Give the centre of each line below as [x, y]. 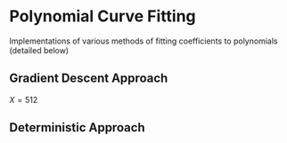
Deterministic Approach [77, 127]
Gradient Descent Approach [89, 79]
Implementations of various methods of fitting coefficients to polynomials [143, 41]
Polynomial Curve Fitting [102, 16]
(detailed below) [39, 50]
